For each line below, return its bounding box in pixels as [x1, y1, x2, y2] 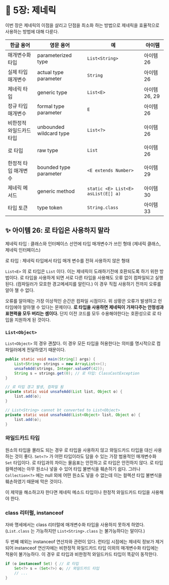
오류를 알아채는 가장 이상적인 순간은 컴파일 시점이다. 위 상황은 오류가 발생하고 [5, 298, 157, 304]
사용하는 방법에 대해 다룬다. [5, 28, 59, 34]
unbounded [37, 123, 64, 130]
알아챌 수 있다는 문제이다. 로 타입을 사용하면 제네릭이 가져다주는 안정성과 [22, 304, 164, 310]
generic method [37, 187, 75, 194]
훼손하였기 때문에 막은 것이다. [5, 478, 63, 484]
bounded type [37, 164, 70, 171]
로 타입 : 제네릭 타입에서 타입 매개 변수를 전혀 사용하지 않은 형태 [5, 257, 130, 263]
